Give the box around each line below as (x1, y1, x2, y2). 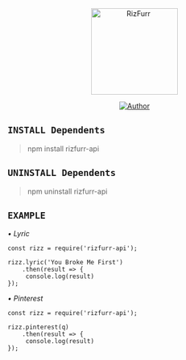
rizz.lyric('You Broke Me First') (7, 259, 124, 267)
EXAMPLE (7, 210, 46, 222)
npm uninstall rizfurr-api (27, 186, 108, 196)
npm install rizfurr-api (27, 144, 100, 153)
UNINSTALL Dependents (7, 167, 116, 179)
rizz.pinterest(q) (7, 323, 69, 332)
